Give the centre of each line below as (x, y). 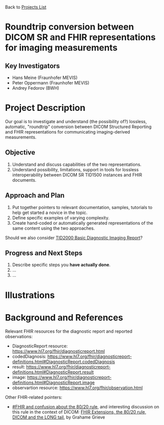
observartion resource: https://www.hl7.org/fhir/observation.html (77, 388)
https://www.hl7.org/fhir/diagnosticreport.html (59, 351)
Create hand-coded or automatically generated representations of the (82, 223)
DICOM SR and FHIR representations (80, 38)
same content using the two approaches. (53, 228)
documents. (24, 180)
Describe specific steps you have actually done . (61, 265)
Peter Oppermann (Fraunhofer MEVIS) (51, 83)
